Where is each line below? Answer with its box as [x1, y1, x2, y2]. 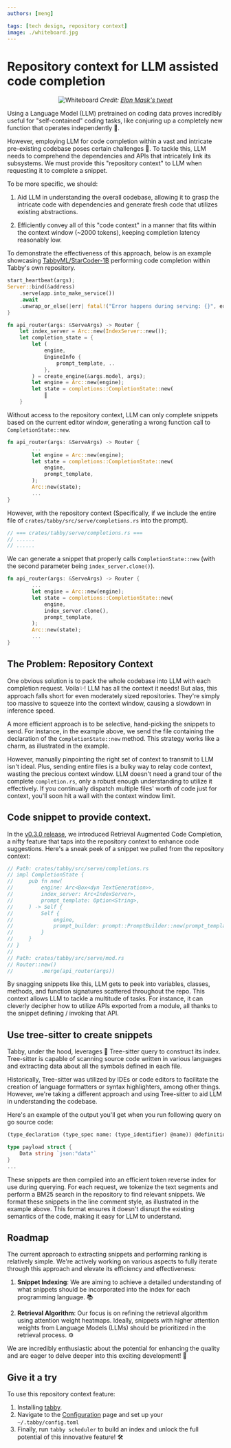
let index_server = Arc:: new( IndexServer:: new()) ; [19, 328, 168, 335]
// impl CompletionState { [7, 872, 85, 879]
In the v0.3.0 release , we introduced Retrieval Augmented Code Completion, [7, 830, 223, 838]
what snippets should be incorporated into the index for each [16, 1286, 190, 1294]
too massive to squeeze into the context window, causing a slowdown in [7, 699, 212, 707]
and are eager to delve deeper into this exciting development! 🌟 [7, 1352, 187, 1360]
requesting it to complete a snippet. [7, 167, 108, 175]
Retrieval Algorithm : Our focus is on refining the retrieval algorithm [16, 1309, 208, 1317]
